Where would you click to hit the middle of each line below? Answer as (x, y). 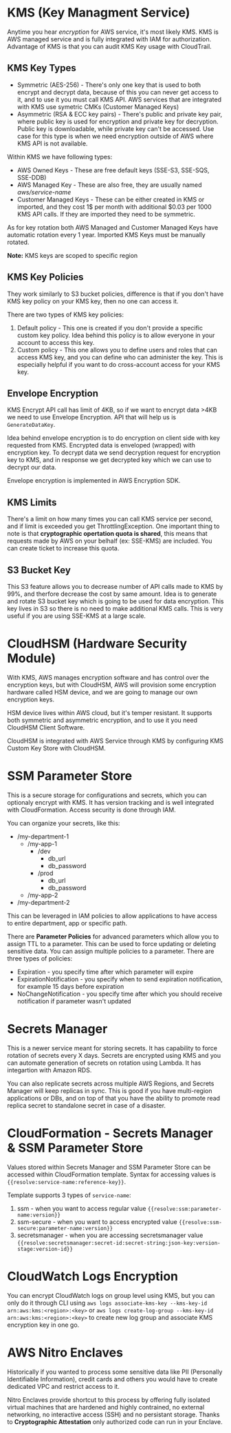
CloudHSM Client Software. (46, 727)
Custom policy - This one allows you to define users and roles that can (117, 350)
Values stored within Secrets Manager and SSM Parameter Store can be (109, 1167)
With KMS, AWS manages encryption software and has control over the (108, 677)
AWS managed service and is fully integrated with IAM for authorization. (109, 39)
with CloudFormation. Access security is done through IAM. (92, 810)
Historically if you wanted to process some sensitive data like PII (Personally (115, 1372)
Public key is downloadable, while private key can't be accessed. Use (115, 128)
